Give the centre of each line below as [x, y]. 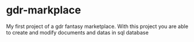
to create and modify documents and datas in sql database [77, 32]
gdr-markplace [44, 10]
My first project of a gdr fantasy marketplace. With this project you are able [97, 26]
